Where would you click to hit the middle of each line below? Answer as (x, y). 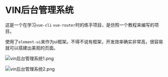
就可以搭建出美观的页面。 (32, 48)
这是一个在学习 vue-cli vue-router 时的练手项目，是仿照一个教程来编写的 (80, 25)
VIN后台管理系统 (40, 10)
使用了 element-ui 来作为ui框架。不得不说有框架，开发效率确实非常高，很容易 (84, 41)
